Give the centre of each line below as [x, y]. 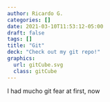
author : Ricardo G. [35, 13]
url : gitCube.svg [38, 65]
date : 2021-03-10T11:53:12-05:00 [55, 26]
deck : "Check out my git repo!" [54, 52]
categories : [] [29, 20]
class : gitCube [35, 71]
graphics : [21, 59]
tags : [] [20, 39]
